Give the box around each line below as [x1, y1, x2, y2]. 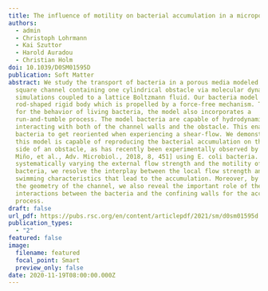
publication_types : [8, 219, 73, 227]
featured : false [8, 234, 62, 242]
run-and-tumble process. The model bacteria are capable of [15, 116, 219, 124]
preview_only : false [15, 264, 84, 272]
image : [8, 242, 30, 250]
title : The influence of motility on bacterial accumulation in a [8, 11, 234, 20]
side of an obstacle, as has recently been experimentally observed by [15, 145, 259, 153]
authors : [8, 19, 37, 27]
